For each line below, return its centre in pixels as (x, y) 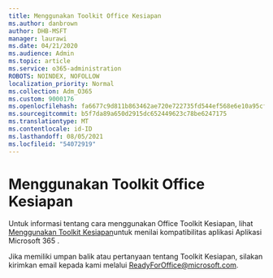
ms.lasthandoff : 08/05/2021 (56, 136)
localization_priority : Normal (61, 83)
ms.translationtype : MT (49, 122)
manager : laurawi (38, 38)
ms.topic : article (39, 62)
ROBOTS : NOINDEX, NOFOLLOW (54, 76)
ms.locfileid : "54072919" (52, 144)
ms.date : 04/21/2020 (43, 46)
